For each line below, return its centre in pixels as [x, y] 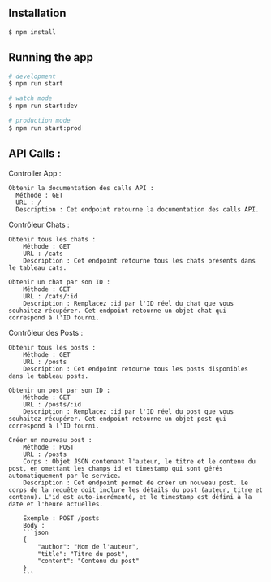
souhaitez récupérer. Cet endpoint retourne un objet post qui [118, 419]
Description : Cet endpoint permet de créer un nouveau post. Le [136, 483]
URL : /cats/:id [51, 296]
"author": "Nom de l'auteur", [88, 547]
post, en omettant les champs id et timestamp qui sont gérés [116, 468]
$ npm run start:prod [45, 128]
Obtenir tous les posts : [52, 347]
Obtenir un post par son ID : [60, 390]
